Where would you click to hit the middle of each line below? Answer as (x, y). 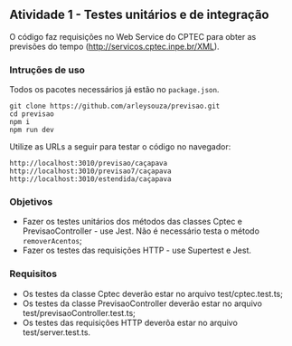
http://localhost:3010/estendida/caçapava (90, 179)
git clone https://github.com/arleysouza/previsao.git (115, 106)
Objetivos (31, 202)
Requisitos (33, 274)
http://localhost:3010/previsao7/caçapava (90, 171)
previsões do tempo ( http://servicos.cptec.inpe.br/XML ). (114, 46)
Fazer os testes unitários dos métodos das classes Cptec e (132, 222)
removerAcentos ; (52, 241)
